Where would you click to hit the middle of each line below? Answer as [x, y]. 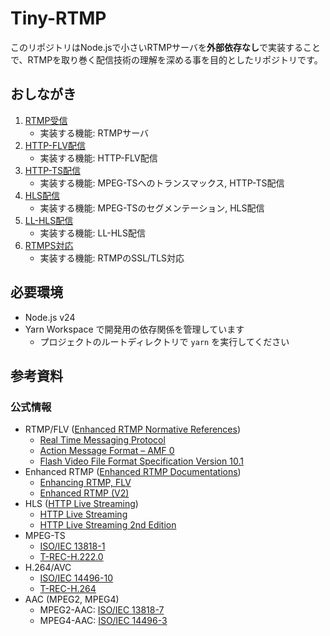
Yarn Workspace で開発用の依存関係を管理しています [134, 329]
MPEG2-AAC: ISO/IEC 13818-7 [102, 610]
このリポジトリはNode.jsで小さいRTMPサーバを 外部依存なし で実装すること [165, 47]
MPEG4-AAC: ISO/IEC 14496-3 [103, 621]
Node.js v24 [50, 317]
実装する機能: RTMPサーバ [94, 133]
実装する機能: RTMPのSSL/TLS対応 [112, 258]
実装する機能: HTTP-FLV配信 [98, 158]
